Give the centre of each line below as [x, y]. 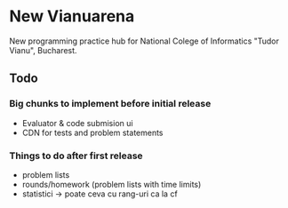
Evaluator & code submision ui [77, 123]
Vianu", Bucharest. [43, 50]
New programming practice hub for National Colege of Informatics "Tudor [144, 41]
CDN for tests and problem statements [92, 132]
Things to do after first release [76, 156]
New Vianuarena [72, 16]
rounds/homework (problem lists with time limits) [112, 184]
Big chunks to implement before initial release [110, 104]
